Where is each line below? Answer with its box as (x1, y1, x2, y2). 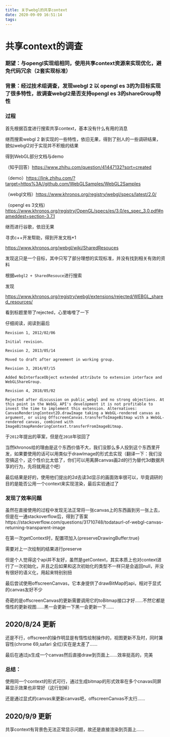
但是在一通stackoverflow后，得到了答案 (5, 513, 88, 520)
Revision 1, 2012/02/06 (5, 330, 56, 335)
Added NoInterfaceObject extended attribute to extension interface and (5, 375, 162, 380)
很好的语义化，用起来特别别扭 (9, 569, 72, 576)
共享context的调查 (5, 40, 83, 52)
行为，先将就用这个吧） (14, 463, 63, 469)
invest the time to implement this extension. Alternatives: (5, 406, 138, 411)
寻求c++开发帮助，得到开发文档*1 (5, 234, 77, 240)
